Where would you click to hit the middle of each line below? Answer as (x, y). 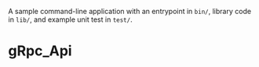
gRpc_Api (40, 51)
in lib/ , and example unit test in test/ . (70, 19)
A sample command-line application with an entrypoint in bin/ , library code (130, 11)
